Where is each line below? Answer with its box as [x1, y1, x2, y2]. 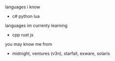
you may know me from [5, 41, 52, 47]
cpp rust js [12, 32, 34, 37]
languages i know [5, 4, 40, 10]
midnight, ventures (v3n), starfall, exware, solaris [12, 50, 110, 56]
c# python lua [12, 13, 40, 19]
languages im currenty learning [5, 23, 68, 28]
